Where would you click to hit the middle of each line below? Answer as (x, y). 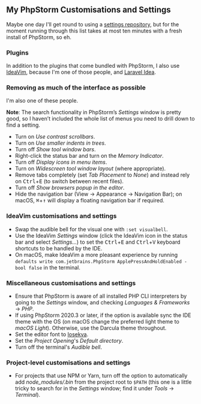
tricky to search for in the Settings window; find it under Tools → (94, 388)
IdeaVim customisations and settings (61, 216)
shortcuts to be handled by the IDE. (58, 248)
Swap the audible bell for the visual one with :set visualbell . (91, 229)
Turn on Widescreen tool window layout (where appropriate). (90, 169)
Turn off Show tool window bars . (55, 149)
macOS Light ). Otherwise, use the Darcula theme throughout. (91, 328)
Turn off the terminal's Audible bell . (58, 347)
